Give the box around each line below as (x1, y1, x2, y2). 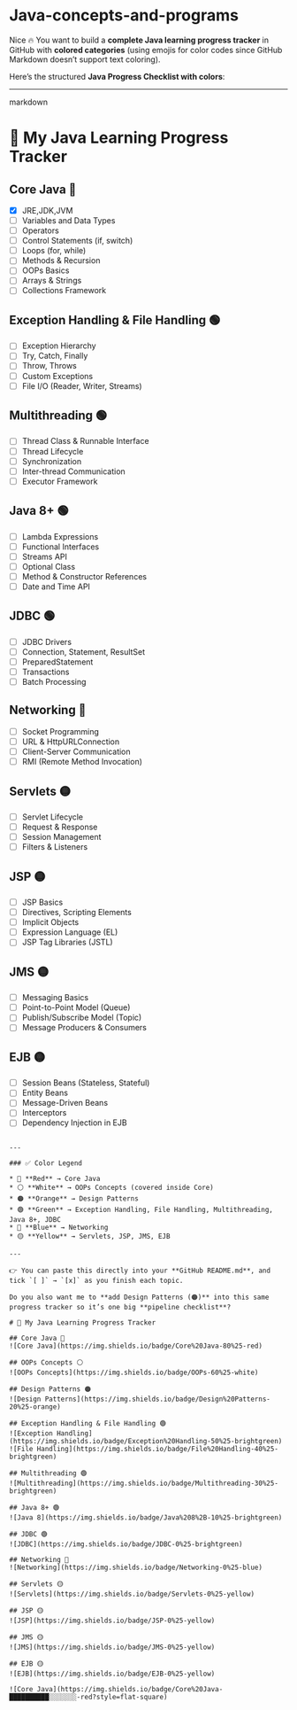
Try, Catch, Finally (21, 351, 88, 361)
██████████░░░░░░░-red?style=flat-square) (9, 1692, 168, 1701)
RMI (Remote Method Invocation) (21, 757, 143, 767)
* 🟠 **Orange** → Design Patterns (9, 1193, 139, 1203)
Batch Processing (21, 677, 87, 687)
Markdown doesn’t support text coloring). (9, 54, 161, 65)
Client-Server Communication (21, 746, 131, 757)
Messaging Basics (21, 992, 89, 1003)
